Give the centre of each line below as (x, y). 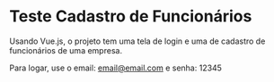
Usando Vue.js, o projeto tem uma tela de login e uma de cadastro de (137, 41)
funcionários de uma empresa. (66, 50)
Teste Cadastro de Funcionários (131, 16)
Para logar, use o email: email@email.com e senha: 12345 (116, 68)
